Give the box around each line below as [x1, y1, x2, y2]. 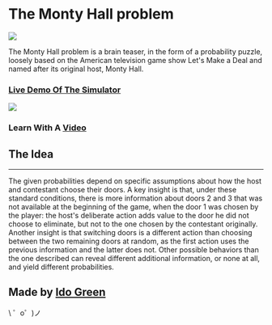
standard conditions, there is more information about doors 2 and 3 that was [8, 193, 263, 203]
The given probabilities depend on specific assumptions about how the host [8, 175, 261, 186]
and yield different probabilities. [8, 262, 115, 272]
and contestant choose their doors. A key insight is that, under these [8, 184, 237, 194]
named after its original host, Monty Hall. [8, 64, 144, 74]
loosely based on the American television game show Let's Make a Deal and [8, 55, 263, 65]
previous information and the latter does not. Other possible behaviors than [8, 244, 259, 255]
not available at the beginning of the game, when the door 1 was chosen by [8, 201, 259, 211]
